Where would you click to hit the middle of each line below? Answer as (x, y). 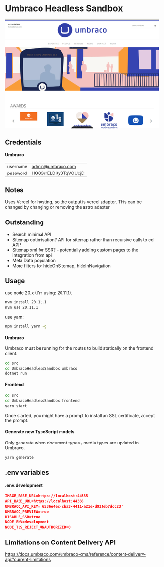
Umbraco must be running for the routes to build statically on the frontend (79, 348)
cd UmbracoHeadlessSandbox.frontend (42, 401)
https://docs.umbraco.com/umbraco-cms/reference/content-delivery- (76, 554)
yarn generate (20, 457)
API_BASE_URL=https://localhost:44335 (44, 501)
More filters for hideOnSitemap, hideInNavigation (61, 266)
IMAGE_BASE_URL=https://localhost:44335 (47, 496)
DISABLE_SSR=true (23, 517)
